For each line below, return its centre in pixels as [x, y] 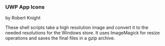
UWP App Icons [25, 7]
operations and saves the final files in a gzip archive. [60, 38]
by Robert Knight [23, 18]
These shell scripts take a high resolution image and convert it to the [77, 27]
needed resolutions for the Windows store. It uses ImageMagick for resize [82, 33]
